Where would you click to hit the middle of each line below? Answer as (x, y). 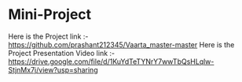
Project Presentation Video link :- (62, 53)
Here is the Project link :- (48, 36)
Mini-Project (50, 15)
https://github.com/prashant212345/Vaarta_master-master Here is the (121, 44)
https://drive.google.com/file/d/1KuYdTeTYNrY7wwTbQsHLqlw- (111, 61)
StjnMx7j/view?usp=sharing (53, 69)
